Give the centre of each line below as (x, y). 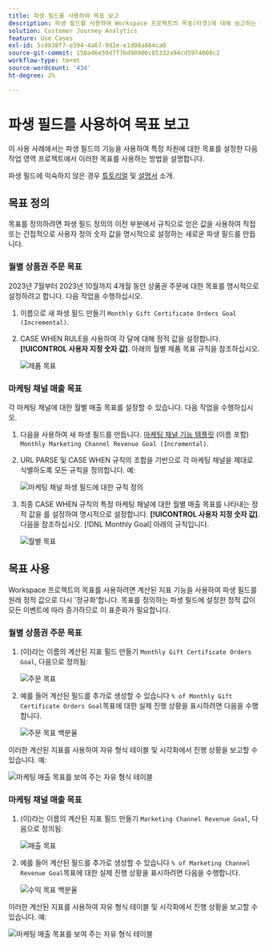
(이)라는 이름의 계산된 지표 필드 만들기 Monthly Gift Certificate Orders (136, 652)
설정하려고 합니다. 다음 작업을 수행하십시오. (76, 296)
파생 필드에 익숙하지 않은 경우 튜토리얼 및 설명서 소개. (91, 175)
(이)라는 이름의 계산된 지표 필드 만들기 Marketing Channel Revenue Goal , (135, 818)
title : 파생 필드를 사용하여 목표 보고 (64, 16)
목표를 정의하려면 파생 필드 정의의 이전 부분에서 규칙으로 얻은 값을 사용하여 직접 (132, 224)
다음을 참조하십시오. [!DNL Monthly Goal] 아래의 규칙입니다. (114, 524)
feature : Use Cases (41, 38)
